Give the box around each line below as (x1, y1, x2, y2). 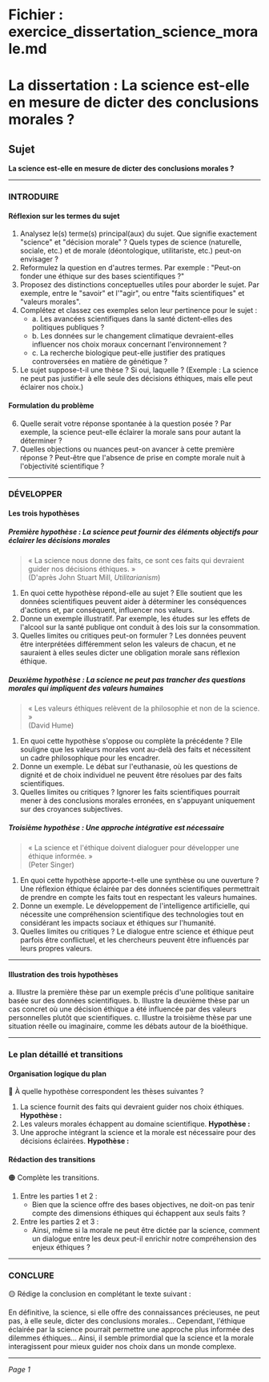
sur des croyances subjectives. (19, 804, 123, 813)
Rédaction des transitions (8, 1154, 96, 1164)
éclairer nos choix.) (19, 383, 84, 392)
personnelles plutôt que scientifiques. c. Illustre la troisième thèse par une (8, 1013, 252, 1023)
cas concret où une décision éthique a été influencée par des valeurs (8, 1004, 237, 1014)
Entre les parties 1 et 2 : (19, 1191, 98, 1201)
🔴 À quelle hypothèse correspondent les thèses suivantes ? (8, 1087, 204, 1096)
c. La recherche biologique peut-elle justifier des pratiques (31, 348, 226, 358)
